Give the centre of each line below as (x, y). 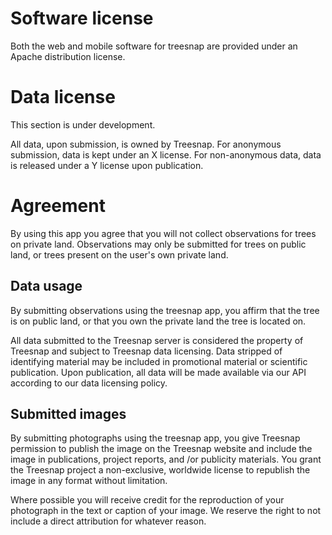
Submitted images (68, 414)
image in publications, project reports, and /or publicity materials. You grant (166, 459)
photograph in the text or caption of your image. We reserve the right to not (166, 511)
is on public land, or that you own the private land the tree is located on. (158, 321)
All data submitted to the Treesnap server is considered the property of (157, 340)
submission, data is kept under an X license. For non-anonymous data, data (166, 154)
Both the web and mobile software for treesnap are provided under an (154, 46)
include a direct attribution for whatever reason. (108, 521)
